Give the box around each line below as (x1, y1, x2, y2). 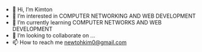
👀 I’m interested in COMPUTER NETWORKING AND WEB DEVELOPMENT (12, 12, 196, 20)
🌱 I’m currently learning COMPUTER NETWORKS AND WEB (12, 19, 162, 26)
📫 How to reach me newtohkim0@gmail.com (12, 39, 127, 46)
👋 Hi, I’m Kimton (12, 6, 53, 13)
